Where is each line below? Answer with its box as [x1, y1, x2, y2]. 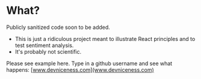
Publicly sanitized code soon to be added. [6, 24, 110, 31]
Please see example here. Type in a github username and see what [6, 60, 173, 67]
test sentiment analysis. [14, 42, 74, 49]
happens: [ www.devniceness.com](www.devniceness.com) [6, 66, 155, 73]
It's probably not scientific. [14, 48, 82, 55]
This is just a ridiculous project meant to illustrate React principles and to [14, 35, 196, 42]
